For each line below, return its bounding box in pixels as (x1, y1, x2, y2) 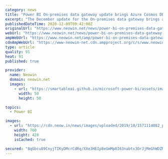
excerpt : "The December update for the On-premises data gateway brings (5, 17, 160, 22)
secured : (5, 146, 23, 151)
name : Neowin (9, 72, 37, 78)
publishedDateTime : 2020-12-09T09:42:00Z (5, 21, 93, 27)
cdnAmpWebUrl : (5, 40, 35, 45)
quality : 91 (5, 49, 30, 54)
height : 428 (14, 132, 39, 137)
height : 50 (18, 96, 41, 101)
